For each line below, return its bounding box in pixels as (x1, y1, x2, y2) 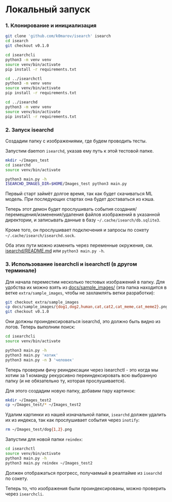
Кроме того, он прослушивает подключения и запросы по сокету (5, 227, 149, 233)
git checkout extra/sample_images (5, 300, 79, 305)
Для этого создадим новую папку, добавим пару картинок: (5, 387, 136, 394)
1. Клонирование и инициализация (5, 22, 97, 29)
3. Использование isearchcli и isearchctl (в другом (5, 261, 137, 268)
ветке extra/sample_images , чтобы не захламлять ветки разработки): (5, 289, 155, 296)
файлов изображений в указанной (85, 212, 160, 218)
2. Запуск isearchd (5, 126, 54, 133)
